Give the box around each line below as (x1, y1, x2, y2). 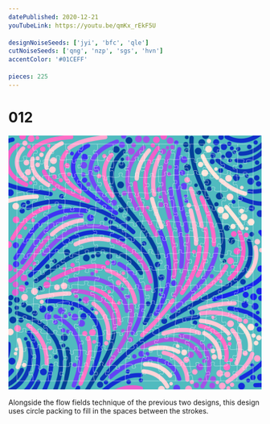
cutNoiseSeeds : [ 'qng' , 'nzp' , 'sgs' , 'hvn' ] (8, 47, 163, 56)
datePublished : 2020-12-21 (8, 13, 99, 21)
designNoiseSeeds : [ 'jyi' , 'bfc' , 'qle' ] (8, 39, 149, 47)
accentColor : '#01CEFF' (8, 56, 88, 64)
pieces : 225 (8, 73, 48, 81)
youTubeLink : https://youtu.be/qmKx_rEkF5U (8, 21, 157, 30)
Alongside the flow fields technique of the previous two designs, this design (8, 397, 260, 407)
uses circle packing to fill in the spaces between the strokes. (8, 405, 209, 415)
